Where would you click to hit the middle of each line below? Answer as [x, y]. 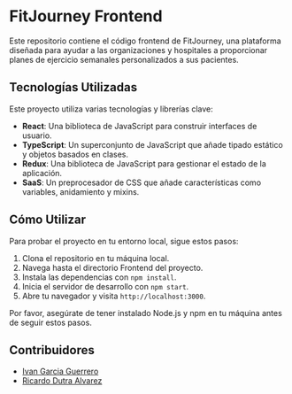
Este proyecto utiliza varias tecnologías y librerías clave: [111, 109]
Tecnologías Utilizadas [73, 87]
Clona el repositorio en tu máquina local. [96, 258]
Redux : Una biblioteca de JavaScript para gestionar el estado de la [144, 163]
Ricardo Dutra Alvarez [62, 381]
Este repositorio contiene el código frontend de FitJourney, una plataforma [145, 41]
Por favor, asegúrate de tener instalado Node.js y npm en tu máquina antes [146, 313]
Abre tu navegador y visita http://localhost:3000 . [114, 296]
